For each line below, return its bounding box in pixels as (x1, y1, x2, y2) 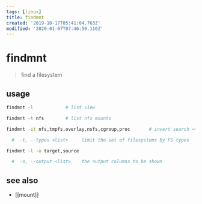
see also (6, 175, 38, 185)
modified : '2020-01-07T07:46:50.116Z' (6, 25, 103, 32)
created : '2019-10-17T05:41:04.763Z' (6, 20, 101, 26)
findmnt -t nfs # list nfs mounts (6, 115, 112, 121)
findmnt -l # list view (6, 104, 96, 110)
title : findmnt (6, 14, 44, 20)
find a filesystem (20, 71, 63, 79)
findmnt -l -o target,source (6, 148, 79, 154)
